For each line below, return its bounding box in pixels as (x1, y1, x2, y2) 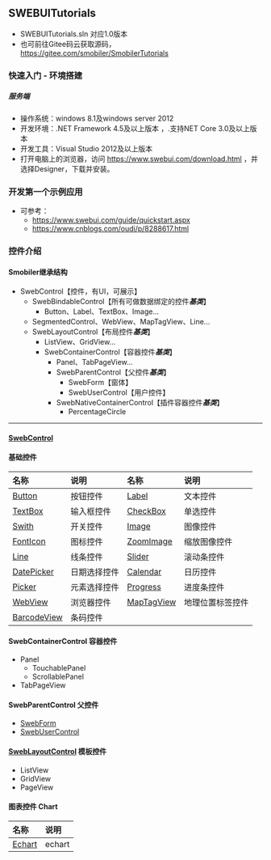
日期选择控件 (70, 566, 119, 578)
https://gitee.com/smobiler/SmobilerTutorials (19, 48, 169, 57)
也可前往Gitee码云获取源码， (19, 39, 116, 49)
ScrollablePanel (31, 671, 85, 682)
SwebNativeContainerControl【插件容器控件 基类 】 (56, 398, 224, 408)
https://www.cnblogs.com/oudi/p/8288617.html (31, 224, 190, 233)
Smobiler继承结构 (8, 267, 68, 277)
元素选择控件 (70, 582, 119, 593)
